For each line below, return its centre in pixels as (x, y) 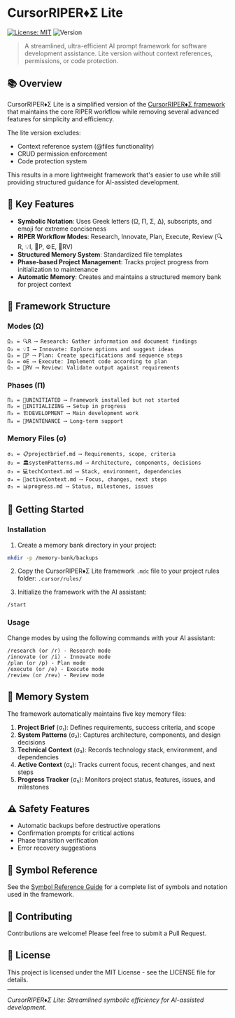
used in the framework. (41, 895)
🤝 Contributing (40, 916)
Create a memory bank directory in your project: (87, 545)
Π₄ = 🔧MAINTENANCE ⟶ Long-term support (65, 421)
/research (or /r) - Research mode (59, 651)
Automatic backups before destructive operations (89, 826)
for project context (44, 284)
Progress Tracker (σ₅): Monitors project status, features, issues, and (116, 779)
